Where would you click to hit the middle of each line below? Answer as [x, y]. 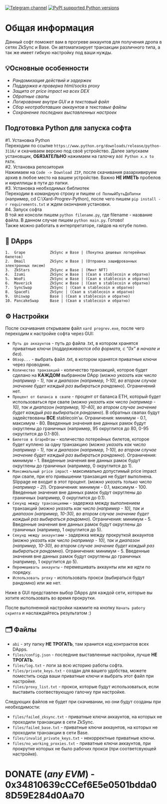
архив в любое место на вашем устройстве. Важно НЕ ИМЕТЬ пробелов [83, 177]
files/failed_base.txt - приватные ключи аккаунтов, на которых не [85, 727]
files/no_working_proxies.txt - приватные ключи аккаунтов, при [82, 743]
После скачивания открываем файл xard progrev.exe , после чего [75, 328]
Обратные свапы [31, 96]
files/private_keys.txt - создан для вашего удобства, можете [79, 671]
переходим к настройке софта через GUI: [49, 334]
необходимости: [23, 707]
